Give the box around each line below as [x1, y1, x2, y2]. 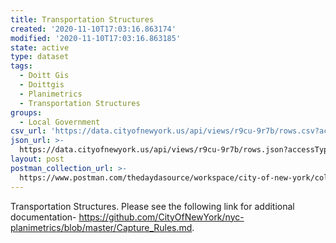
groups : [10, 107, 43, 118]
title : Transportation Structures [10, 14, 155, 25]
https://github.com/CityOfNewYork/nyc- [78, 211, 245, 223]
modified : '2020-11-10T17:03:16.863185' [10, 33, 182, 43]
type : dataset [10, 52, 70, 62]
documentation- [10, 211, 77, 223]
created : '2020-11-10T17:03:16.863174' [10, 24, 177, 34]
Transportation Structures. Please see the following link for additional [10, 200, 295, 212]
